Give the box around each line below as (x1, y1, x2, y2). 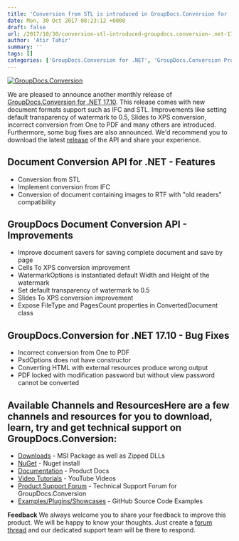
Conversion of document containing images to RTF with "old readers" (17, 190, 222, 199)
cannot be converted (17, 379, 80, 387)
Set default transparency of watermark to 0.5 (17, 286, 150, 295)
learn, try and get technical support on (7, 421, 182, 434)
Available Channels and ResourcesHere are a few (7, 399, 230, 411)
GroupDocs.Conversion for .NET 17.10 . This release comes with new (7, 98, 206, 106)
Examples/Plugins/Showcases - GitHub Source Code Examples (17, 497, 203, 505)
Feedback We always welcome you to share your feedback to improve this (7, 510, 226, 519)
